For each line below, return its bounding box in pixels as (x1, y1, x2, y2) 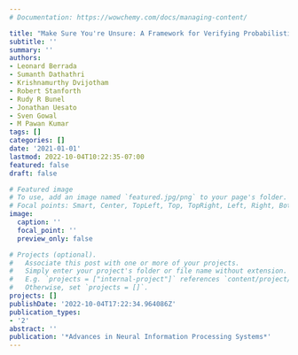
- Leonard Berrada (9, 62, 77, 71)
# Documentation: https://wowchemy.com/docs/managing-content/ (9, 12, 248, 22)
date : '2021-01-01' (9, 144, 82, 153)
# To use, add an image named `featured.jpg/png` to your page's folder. (9, 193, 288, 202)
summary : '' (9, 45, 53, 54)
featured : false (9, 160, 69, 169)
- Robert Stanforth (9, 86, 82, 96)
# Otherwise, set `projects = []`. (9, 283, 149, 292)
